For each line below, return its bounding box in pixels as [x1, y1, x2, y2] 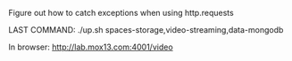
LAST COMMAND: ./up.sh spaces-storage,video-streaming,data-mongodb [8, 25, 284, 34]
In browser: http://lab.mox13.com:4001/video [8, 42, 173, 52]
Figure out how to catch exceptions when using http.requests [8, 8, 234, 18]
